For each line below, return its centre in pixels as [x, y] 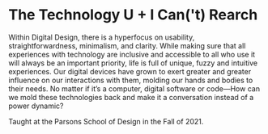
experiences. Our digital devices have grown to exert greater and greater [130, 71]
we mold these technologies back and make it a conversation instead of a [131, 97]
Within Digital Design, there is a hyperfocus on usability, [102, 37]
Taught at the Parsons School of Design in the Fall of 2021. [106, 121]
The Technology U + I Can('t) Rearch [133, 15]
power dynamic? [36, 106]
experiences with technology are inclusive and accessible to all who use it [132, 54]
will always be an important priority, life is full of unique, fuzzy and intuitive [133, 63]
